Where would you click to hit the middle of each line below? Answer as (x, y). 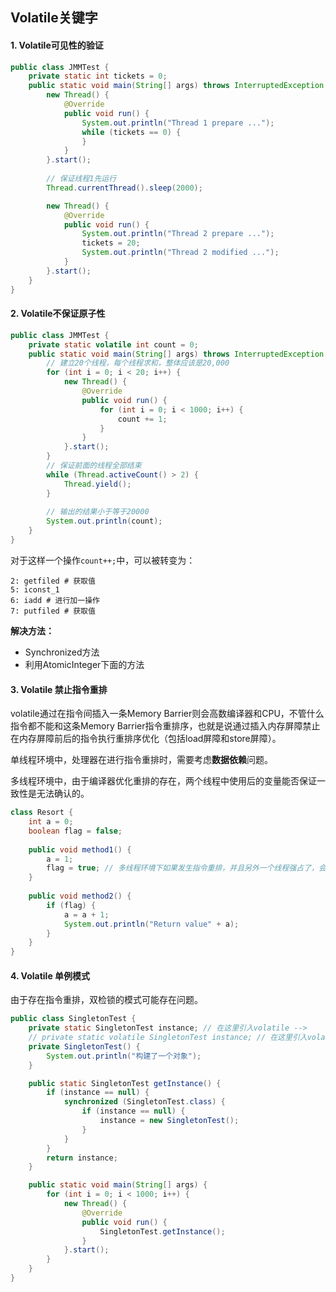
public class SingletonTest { (73, 1019)
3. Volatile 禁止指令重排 (59, 689)
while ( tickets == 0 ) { (131, 132)
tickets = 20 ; (111, 243)
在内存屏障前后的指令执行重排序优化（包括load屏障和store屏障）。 (146, 739)
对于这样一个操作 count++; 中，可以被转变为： (103, 560)
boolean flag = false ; (75, 831)
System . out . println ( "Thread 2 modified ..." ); (180, 253)
